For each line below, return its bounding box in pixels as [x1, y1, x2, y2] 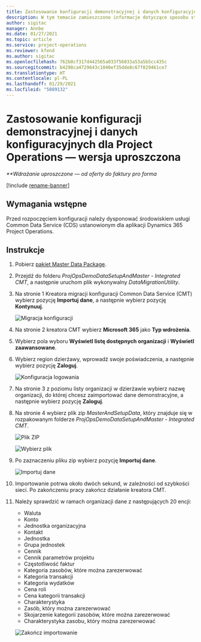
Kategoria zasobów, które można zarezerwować [23, 567, 142, 574]
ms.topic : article [6, 36, 52, 42]
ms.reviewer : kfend [6, 48, 55, 54]
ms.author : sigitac [6, 53, 55, 59]
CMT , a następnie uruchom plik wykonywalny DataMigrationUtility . [14, 279, 180, 286]
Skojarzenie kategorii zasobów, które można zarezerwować [23, 611, 170, 619]
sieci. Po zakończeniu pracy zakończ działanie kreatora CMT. [14, 487, 166, 494]
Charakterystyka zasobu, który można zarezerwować [23, 617, 156, 625]
